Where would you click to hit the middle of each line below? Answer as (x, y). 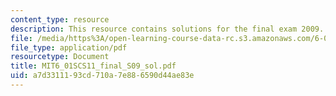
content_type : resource (60, 19)
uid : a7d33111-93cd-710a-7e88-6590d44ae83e (102, 76)
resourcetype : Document (60, 57)
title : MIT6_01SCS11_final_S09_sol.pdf (93, 66)
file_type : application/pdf (69, 47)
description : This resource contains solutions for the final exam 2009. (167, 29)
